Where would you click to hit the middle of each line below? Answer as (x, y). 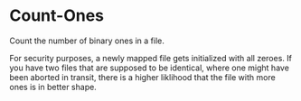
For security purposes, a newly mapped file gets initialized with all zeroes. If (150, 58)
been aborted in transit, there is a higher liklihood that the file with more (142, 77)
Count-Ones (57, 16)
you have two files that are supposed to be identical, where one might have (149, 68)
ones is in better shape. (53, 87)
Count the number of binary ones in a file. (87, 41)
